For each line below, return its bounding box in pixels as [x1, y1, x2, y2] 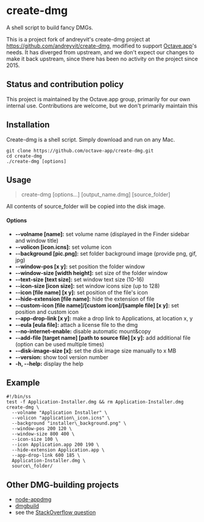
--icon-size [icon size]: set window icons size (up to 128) [15, 282, 160, 290]
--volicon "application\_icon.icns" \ [12, 415, 111, 421]
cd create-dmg [6, 153, 43, 159]
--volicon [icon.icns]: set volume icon [15, 243, 111, 251]
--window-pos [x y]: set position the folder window [15, 263, 145, 270]
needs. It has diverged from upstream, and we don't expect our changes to [6, 48, 195, 55]
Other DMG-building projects [6, 479, 119, 490]
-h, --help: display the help [15, 360, 84, 367]
